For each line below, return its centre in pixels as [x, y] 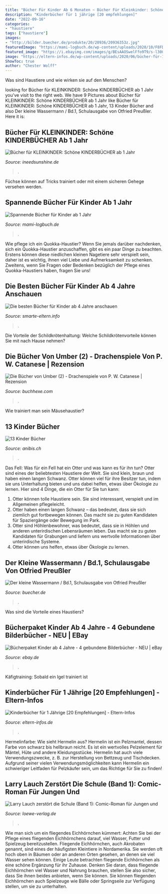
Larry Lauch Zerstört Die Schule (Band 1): [71, 784]
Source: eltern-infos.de [29, 722]
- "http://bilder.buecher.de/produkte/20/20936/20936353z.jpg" [72, 43]
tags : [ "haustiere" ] [27, 33]
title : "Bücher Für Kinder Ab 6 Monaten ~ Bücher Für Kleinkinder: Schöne [85, 10]
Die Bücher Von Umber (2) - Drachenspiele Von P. [84, 356]
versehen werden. [24, 187]
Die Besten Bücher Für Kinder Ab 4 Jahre [70, 286]
